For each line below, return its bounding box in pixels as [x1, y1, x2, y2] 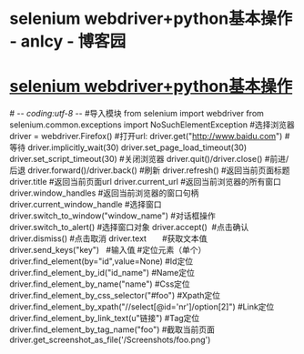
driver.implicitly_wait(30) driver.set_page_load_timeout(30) [26, 142, 248, 153]
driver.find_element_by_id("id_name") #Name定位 [9, 268, 196, 278]
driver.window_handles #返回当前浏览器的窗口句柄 [9, 187, 199, 198]
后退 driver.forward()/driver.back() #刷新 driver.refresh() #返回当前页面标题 [9, 165, 290, 176]
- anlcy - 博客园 [9, 31, 127, 52]
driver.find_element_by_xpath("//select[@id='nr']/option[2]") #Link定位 [9, 301, 275, 312]
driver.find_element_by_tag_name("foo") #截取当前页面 [9, 324, 216, 335]
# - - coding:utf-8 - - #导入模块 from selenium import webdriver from [9, 108, 264, 119]
